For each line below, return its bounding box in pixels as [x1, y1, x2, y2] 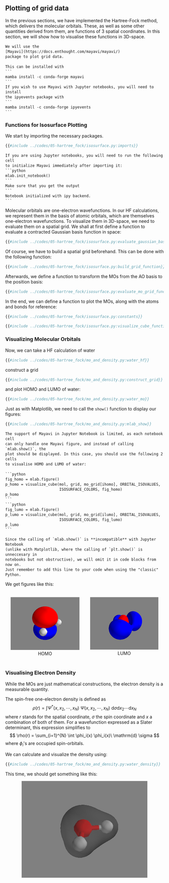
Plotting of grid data [5, 4, 69, 13]
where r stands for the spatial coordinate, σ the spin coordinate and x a [5, 714, 152, 720]
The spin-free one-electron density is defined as [5, 696, 106, 702]
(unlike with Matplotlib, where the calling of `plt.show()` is [5, 547, 143, 552]
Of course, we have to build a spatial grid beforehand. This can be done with [5, 248, 164, 254]
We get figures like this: [5, 581, 54, 587]
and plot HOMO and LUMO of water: [5, 386, 80, 392]
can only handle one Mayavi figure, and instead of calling [5, 442, 134, 447]
